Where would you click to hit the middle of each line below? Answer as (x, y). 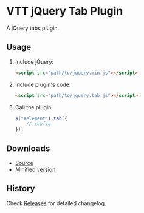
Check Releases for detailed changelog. (56, 203)
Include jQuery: (34, 61)
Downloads (28, 148)
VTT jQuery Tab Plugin (65, 11)
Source (24, 163)
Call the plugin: (34, 107)
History (21, 188)
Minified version (35, 169)
